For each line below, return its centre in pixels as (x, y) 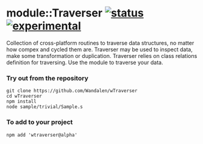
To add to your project (40, 122)
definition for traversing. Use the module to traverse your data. (85, 62)
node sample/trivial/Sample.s (45, 107)
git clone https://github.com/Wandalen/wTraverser (72, 91)
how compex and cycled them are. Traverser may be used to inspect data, (100, 49)
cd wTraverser (24, 96)
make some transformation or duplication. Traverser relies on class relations (102, 56)
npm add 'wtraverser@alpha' (42, 135)
